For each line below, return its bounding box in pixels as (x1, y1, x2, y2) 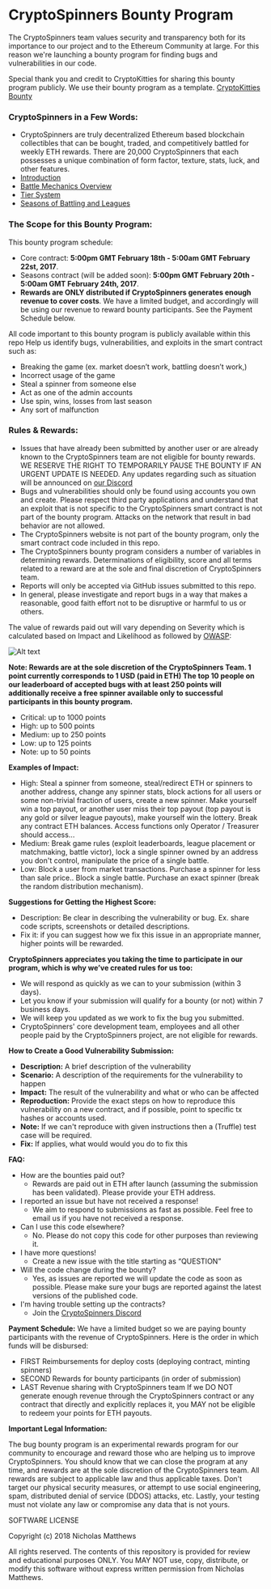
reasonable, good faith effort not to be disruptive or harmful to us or (19, 597, 247, 608)
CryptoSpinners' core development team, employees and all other (19, 1022, 240, 1031)
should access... (19, 830, 75, 839)
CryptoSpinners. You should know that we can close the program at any (8, 1456, 248, 1466)
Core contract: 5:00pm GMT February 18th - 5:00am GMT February (19, 253, 251, 262)
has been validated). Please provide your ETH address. (32, 1188, 216, 1197)
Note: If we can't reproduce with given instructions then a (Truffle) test (19, 1121, 256, 1131)
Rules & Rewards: (8, 425, 78, 436)
